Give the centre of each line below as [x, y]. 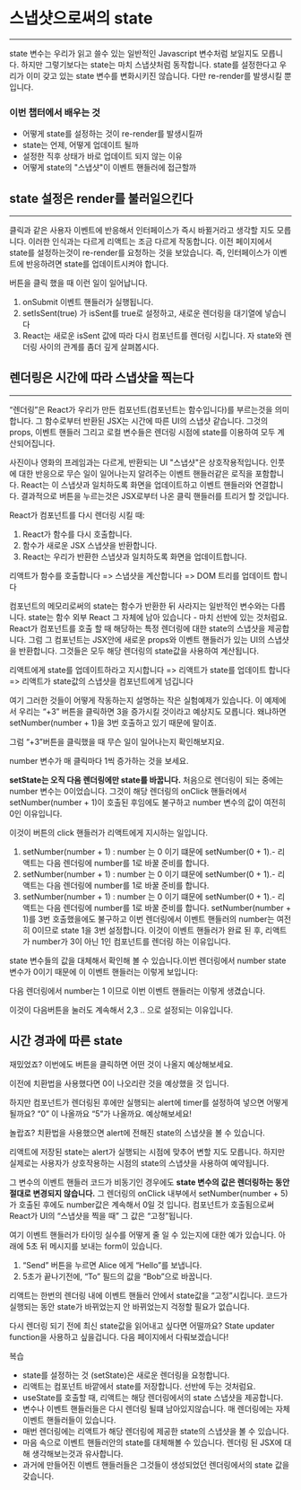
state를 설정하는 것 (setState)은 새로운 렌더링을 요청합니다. [126, 1375]
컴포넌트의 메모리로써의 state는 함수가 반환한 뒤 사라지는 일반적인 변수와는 [139, 606]
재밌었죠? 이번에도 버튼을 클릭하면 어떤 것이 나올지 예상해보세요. [121, 1064]
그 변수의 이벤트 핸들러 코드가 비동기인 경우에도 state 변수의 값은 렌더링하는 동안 [150, 1182]
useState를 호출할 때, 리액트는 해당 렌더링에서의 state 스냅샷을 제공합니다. [153, 1398]
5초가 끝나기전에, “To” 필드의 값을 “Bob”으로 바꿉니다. [117, 1276]
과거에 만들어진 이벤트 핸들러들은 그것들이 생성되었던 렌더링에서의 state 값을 [155, 1465]
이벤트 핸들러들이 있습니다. [69, 1420]
